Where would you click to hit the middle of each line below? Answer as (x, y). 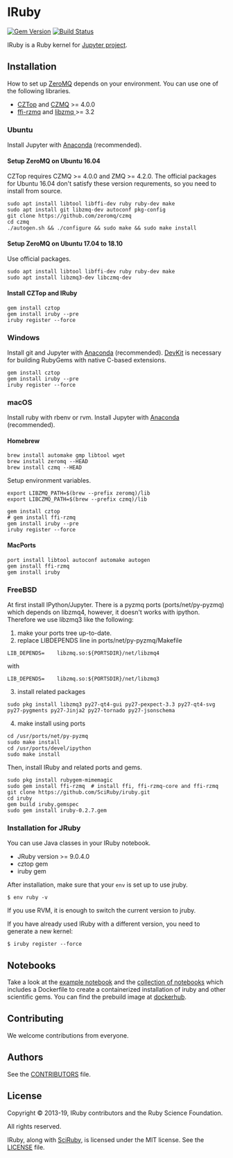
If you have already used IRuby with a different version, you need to (104, 924)
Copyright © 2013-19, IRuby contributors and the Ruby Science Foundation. (115, 1113)
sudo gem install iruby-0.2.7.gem (57, 810)
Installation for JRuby (44, 828)
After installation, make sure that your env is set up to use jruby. (98, 885)
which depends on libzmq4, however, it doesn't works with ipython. (103, 612)
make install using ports (51, 723)
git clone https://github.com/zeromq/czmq (69, 216)
